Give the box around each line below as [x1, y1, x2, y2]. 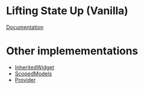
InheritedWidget [14, 64, 55, 71]
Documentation [6, 24, 44, 31]
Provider [14, 76, 36, 83]
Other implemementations [6, 44, 138, 58]
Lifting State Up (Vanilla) [6, 4, 129, 18]
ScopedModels [14, 70, 52, 77]
